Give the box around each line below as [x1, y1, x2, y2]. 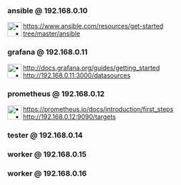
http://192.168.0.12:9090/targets [23, 112, 116, 121]
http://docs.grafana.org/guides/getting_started [23, 63, 160, 72]
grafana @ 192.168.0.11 [7, 47, 88, 57]
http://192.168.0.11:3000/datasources [23, 70, 130, 80]
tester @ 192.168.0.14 [7, 130, 83, 140]
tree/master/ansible [23, 29, 81, 38]
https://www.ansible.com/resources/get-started [23, 22, 164, 31]
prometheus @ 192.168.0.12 [7, 88, 105, 98]
